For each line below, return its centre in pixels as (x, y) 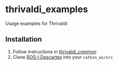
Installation (24, 39)
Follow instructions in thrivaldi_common (54, 51)
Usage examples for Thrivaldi (36, 23)
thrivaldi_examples (47, 9)
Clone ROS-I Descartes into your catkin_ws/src (63, 57)
